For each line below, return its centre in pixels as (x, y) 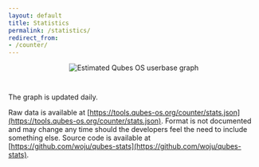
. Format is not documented (206, 121)
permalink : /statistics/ (49, 30)
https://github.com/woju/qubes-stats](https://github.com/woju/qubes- (126, 146)
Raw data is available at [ (49, 113)
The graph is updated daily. (53, 97)
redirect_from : (33, 38)
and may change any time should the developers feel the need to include (128, 130)
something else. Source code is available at (80, 138)
